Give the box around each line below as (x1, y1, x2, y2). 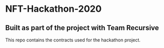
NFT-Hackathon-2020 (5, 3, 102, 15)
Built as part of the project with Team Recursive (5, 23, 159, 32)
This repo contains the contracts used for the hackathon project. (5, 37, 141, 43)
